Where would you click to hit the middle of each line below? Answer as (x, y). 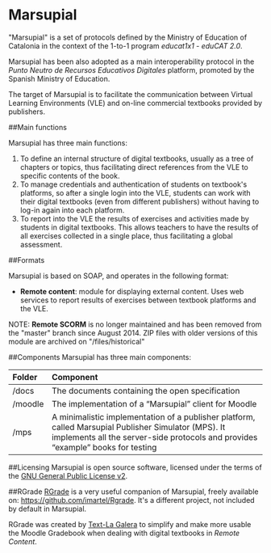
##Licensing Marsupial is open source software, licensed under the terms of (135, 467)
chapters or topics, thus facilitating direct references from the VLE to (134, 167)
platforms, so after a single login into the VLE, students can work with (135, 192)
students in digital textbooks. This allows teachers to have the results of (139, 227)
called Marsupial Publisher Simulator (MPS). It (138, 427)
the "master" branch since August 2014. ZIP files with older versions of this (133, 332)
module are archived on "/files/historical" (77, 341)
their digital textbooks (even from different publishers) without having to (140, 201)
